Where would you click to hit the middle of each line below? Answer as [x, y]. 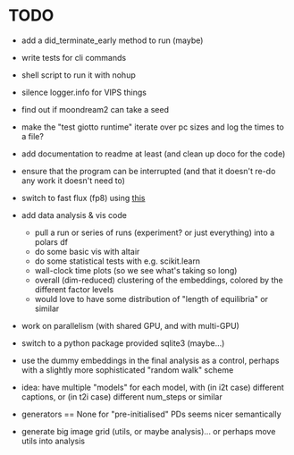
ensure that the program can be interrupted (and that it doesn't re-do [148, 171]
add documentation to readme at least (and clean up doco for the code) [153, 154]
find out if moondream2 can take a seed [95, 109]
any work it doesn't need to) [73, 181]
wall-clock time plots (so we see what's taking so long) [136, 270]
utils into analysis [53, 441]
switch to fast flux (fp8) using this [83, 198]
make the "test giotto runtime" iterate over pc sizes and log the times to [153, 127]
